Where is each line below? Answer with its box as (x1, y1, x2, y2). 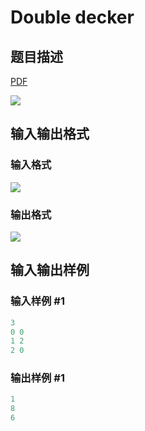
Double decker (10, 6, 135, 29)
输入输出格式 (10, 126, 90, 143)
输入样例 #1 (10, 294, 65, 308)
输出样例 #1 (10, 371, 65, 385)
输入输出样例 (10, 262, 90, 279)
